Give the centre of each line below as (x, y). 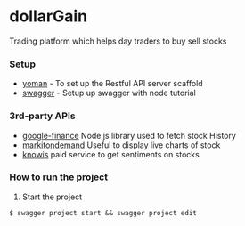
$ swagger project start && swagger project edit (103, 213)
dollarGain (48, 16)
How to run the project (59, 177)
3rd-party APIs (42, 116)
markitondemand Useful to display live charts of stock (121, 145)
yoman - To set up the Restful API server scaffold (112, 84)
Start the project (52, 197)
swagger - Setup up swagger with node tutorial (109, 93)
